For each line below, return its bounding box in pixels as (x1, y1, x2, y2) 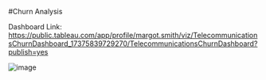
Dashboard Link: (8, 22, 62, 31)
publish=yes (8, 48, 49, 56)
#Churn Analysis (8, 7, 63, 16)
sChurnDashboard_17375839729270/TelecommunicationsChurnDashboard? (8, 39, 258, 48)
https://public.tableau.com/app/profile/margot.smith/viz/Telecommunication (8, 31, 258, 40)
